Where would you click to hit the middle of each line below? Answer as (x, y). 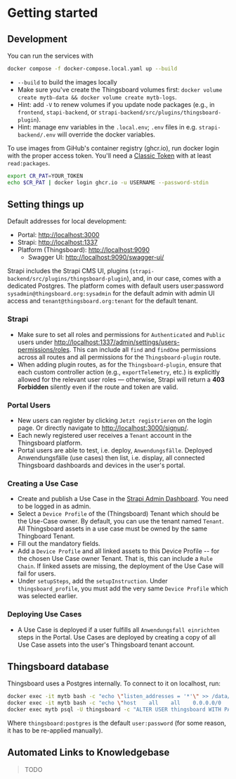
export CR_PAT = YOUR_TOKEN (45, 176)
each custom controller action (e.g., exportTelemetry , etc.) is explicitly (118, 372)
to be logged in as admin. (54, 506)
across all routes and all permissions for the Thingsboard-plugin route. (119, 357)
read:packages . (29, 163)
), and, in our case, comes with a (174, 279)
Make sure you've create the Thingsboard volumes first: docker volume (120, 89)
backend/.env (37, 135)
